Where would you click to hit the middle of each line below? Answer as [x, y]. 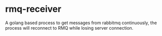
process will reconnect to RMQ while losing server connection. [69, 28]
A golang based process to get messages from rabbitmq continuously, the [81, 23]
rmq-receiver [33, 9]
